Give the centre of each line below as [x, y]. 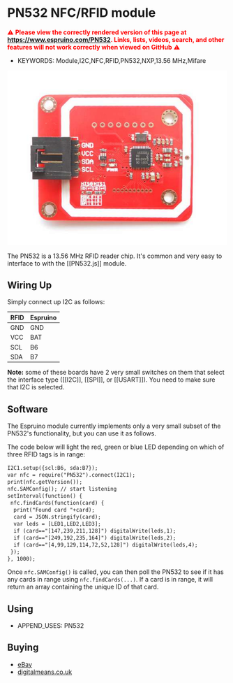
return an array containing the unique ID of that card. [83, 587]
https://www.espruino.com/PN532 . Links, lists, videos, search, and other [116, 39]
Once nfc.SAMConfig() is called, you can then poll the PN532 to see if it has [116, 572]
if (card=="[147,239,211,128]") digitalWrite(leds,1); [95, 531]
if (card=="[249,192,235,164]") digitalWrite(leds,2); [95, 538]
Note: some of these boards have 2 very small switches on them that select [116, 373]
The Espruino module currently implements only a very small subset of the [114, 426]
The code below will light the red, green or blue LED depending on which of [116, 447]
